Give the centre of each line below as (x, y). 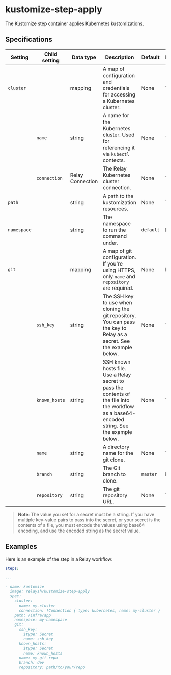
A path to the (118, 196)
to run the (114, 230)
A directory (116, 447)
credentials (116, 88)
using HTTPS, (119, 270)
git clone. (114, 460)
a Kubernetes (119, 101)
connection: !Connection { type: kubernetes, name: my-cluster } (89, 610)
